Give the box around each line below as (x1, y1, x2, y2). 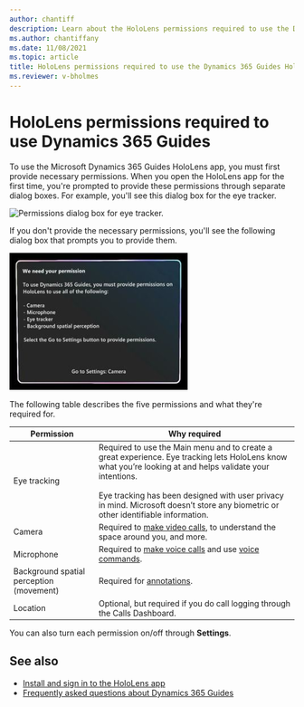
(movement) (13, 585, 60, 597)
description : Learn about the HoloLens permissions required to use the (9, 24, 290, 33)
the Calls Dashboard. (98, 607, 176, 618)
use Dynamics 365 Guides (9, 131, 211, 152)
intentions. (98, 471, 138, 482)
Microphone (13, 549, 59, 559)
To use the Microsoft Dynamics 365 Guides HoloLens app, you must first (9, 161, 280, 172)
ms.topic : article (9, 53, 79, 62)
